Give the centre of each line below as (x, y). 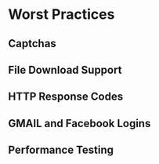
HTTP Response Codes (66, 97)
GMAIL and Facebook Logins (79, 123)
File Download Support (65, 69)
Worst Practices (61, 15)
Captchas (32, 44)
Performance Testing (61, 150)
